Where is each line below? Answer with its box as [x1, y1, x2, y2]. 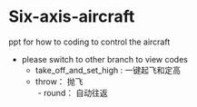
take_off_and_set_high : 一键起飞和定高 [34, 64, 181, 75]
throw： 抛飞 [34, 75, 84, 87]
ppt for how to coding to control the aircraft [8, 36, 171, 47]
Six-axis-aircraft [8, 6, 135, 27]
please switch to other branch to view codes [21, 53, 188, 64]
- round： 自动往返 [37, 87, 108, 98]
